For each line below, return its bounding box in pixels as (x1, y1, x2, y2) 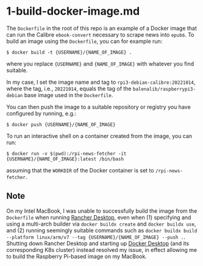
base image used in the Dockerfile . (24, 91, 113, 98)
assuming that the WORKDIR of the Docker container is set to (6, 166, 154, 174)
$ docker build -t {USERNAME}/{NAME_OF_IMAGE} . (6, 49, 132, 56)
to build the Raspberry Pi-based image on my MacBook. (6, 253, 148, 260)
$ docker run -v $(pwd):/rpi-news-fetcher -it (6, 150, 127, 157)
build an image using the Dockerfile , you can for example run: (6, 37, 163, 45)
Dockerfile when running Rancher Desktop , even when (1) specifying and (6, 213, 191, 221)
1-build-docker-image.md (6, 4, 140, 18)
